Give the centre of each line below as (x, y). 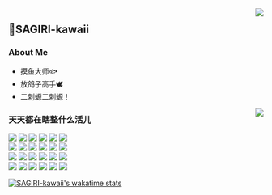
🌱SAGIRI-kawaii (49, 30)
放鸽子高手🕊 (41, 83)
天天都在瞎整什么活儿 (50, 119)
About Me (28, 53)
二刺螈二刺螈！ (45, 96)
